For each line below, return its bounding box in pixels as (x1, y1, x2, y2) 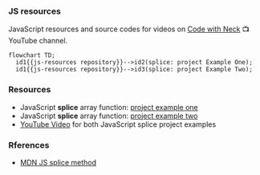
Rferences (8, 139, 50, 150)
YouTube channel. (8, 36, 68, 46)
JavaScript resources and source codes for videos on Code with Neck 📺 (8, 24, 250, 34)
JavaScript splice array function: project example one (19, 102, 198, 112)
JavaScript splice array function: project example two (19, 111, 198, 120)
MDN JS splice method (19, 157, 97, 167)
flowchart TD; (8, 51, 56, 59)
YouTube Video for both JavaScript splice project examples (19, 119, 217, 129)
